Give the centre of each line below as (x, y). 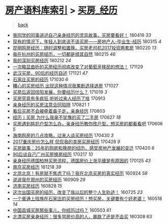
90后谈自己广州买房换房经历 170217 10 (53, 154)
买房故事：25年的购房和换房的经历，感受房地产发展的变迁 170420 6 (83, 148)
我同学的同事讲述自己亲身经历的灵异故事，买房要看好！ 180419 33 (82, 35)
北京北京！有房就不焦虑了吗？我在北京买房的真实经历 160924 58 (80, 173)
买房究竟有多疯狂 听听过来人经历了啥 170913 (59, 98)
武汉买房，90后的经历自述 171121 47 (50, 73)
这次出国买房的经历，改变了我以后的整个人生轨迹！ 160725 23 (78, 192)
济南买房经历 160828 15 (37, 186)
